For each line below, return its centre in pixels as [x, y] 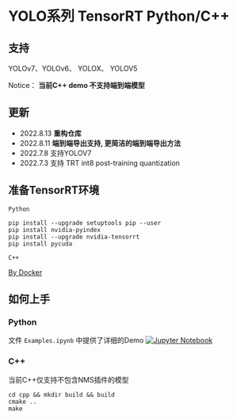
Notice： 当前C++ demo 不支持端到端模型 [76, 85]
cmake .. [23, 402]
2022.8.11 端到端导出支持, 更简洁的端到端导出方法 [100, 143]
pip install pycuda [40, 244]
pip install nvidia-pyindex [55, 230]
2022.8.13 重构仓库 [50, 133]
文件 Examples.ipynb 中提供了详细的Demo [76, 341]
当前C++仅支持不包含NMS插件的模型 [69, 379]
